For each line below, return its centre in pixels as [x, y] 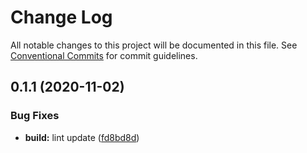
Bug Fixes [35, 116]
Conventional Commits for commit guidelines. [104, 55]
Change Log [61, 17]
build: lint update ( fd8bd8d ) [82, 137]
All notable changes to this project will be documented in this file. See [154, 45]
